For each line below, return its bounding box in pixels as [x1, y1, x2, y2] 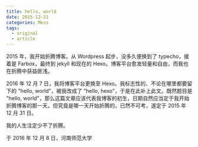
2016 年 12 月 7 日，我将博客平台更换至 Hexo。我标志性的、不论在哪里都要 [6, 80, 187, 87]
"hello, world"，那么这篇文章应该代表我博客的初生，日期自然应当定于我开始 [6, 95, 190, 102]
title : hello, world [6, 8, 57, 15]
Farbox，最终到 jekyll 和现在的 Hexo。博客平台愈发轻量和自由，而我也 [17, 60, 189, 67]
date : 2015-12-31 [6, 14, 49, 20]
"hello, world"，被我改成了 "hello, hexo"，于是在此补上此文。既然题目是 [17, 88, 193, 94]
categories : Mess [6, 19, 49, 25]
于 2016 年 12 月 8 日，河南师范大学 [6, 135, 93, 141]
